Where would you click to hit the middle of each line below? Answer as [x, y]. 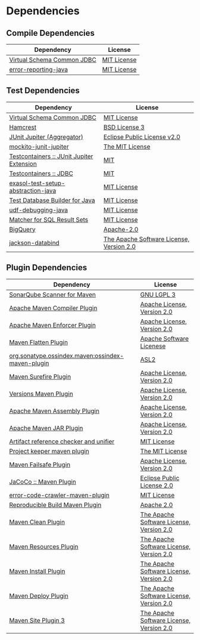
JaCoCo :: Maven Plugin [43, 481]
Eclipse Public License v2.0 [142, 137]
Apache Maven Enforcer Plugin [53, 325]
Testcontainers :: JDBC [41, 173]
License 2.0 [157, 486]
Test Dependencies [43, 91]
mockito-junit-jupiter [39, 146]
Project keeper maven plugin [49, 451]
